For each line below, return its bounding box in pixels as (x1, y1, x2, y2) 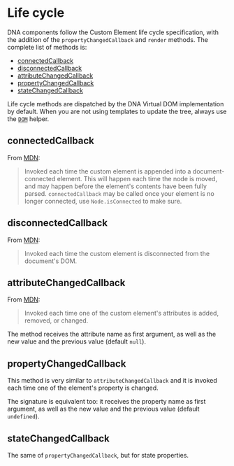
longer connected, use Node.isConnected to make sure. (24, 197, 182, 205)
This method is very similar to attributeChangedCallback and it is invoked (7, 376, 218, 385)
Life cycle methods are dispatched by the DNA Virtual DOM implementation (7, 99, 224, 108)
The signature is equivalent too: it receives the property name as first (7, 397, 206, 406)
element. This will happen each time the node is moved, (57, 174, 218, 183)
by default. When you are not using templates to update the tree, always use (7, 107, 227, 115)
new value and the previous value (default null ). (7, 337, 147, 346)
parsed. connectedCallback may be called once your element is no (24, 189, 214, 197)
